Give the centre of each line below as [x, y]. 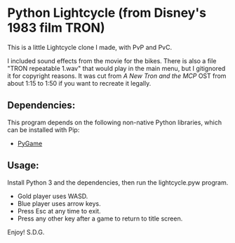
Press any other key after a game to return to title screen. [100, 218]
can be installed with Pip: [43, 130]
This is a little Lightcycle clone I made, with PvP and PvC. [90, 47]
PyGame [30, 143]
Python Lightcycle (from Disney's [107, 13]
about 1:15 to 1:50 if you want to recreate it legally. [79, 83]
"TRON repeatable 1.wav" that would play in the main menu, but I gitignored [116, 68]
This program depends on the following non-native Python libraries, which [115, 122]
